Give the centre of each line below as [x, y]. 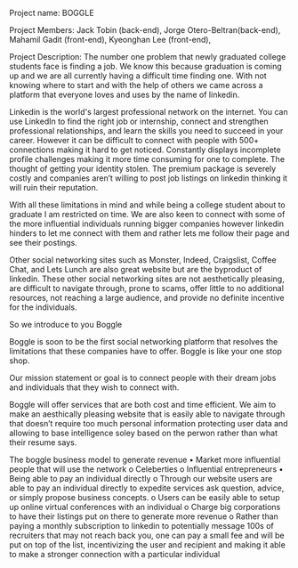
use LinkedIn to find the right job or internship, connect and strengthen [139, 121]
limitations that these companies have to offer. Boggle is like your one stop [145, 351]
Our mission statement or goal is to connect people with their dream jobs [143, 378]
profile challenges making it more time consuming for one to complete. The [147, 159]
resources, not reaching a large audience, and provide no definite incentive [147, 298]
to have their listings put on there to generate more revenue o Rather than [144, 516]
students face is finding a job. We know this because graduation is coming [145, 66]
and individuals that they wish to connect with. [94, 387]
